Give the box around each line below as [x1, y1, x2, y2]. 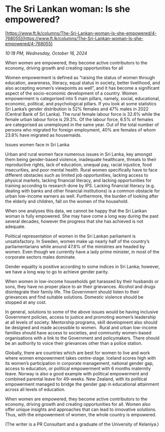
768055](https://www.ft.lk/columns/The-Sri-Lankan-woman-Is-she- [5, 35, 144, 41]
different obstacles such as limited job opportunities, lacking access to [5, 172, 149, 178]
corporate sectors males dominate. [5, 254, 76, 260]
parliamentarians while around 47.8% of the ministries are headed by [5, 243, 145, 249]
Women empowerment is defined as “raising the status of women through [5, 74, 155, 80]
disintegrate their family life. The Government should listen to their [5, 289, 139, 295]
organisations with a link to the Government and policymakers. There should [5, 335, 160, 341]
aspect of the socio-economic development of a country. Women [5, 90, 138, 96]
